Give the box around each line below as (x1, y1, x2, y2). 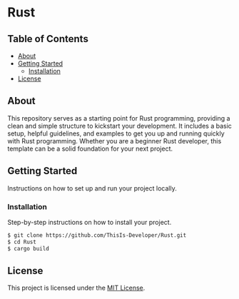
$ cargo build (7, 245, 50, 252)
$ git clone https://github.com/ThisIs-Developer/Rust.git (7, 231, 187, 239)
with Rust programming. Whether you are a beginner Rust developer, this (7, 136, 222, 145)
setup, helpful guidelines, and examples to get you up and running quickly (7, 129, 225, 138)
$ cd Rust (7, 238, 37, 245)
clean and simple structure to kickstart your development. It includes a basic (7, 121, 232, 130)
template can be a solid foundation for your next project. (7, 144, 173, 153)
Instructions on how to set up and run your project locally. (7, 183, 177, 193)
